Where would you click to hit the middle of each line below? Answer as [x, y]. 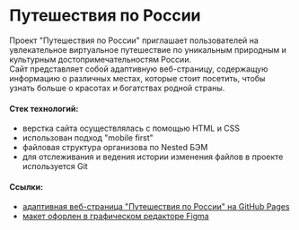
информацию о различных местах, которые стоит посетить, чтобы [137, 78]
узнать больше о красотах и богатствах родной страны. [117, 88]
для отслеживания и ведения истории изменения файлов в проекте [153, 157]
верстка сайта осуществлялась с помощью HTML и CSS [131, 128]
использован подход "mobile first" [88, 138]
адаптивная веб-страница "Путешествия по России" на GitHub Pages [156, 207]
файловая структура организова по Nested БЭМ [115, 148]
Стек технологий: [44, 108]
